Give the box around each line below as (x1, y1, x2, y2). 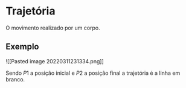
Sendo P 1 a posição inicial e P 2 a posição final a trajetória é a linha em (5, 69, 181, 77)
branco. (5, 75, 25, 83)
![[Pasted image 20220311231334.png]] (5, 57, 104, 64)
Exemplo (5, 42, 39, 52)
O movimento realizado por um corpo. (5, 24, 100, 31)
